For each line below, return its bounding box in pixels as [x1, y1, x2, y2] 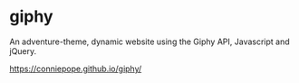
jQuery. [9, 45, 37, 56]
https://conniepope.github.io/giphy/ [9, 63, 142, 74]
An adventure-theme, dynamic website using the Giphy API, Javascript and [9, 36, 290, 47]
